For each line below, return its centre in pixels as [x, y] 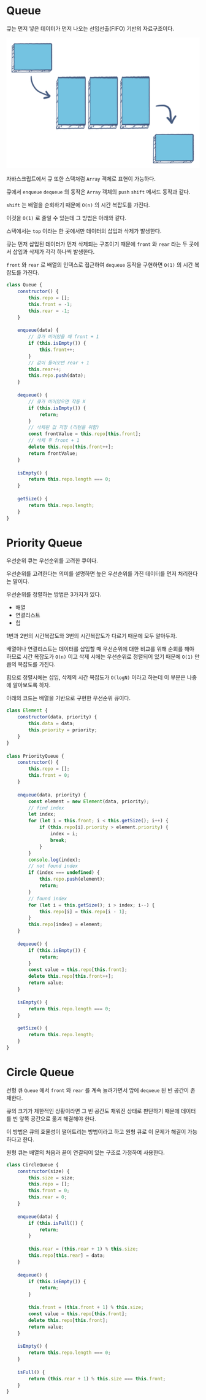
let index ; [42, 814]
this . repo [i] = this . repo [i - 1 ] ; [83, 911]
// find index [46, 808]
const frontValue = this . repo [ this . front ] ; [85, 434]
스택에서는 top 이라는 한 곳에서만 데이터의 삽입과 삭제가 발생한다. [84, 231]
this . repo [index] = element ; [66, 925]
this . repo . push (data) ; [57, 376]
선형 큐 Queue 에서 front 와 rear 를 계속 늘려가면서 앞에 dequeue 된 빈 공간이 [97, 1090]
